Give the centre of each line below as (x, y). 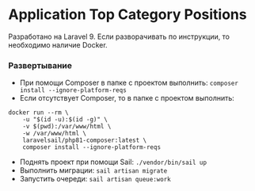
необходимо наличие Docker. (58, 44)
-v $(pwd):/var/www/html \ (67, 127)
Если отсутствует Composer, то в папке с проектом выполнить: (127, 98)
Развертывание (40, 65)
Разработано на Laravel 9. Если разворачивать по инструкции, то (119, 36)
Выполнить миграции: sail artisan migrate (93, 170)
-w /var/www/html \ (55, 134)
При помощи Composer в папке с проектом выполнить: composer (129, 83)
